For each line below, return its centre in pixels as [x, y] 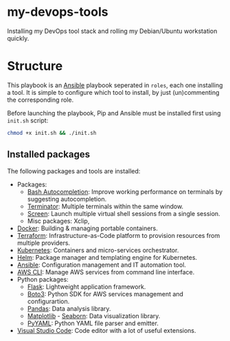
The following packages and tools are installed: [74, 171]
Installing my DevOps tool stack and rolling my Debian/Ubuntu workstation [112, 31]
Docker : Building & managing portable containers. [87, 228]
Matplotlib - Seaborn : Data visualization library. [94, 316]
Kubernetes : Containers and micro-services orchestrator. [98, 250]
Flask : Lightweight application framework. [87, 287]
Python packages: [43, 279]
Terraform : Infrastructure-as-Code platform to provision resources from [118, 235]
